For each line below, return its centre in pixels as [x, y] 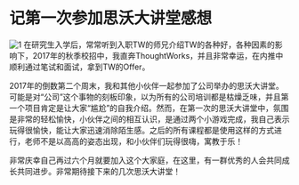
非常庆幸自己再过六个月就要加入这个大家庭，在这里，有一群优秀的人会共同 [145, 160]
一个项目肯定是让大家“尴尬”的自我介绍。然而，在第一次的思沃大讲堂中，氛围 [149, 108]
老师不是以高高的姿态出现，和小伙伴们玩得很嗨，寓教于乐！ [133, 141]
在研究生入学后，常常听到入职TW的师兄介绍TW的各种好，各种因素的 [149, 44]
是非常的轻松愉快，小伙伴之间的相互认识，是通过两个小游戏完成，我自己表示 [149, 119]
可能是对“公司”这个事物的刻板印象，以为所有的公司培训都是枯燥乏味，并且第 [149, 97]
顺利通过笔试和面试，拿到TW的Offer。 [80, 67]
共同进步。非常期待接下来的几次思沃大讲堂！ [98, 171]
